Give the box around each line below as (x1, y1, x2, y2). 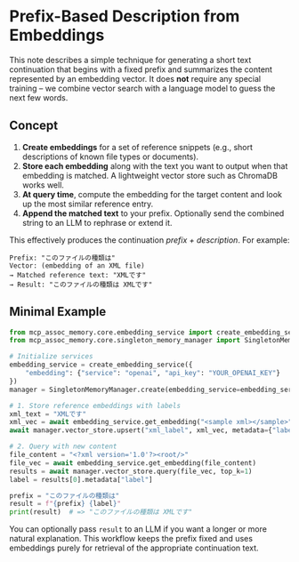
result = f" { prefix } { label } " (9, 500, 122, 509)
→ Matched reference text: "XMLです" (9, 270, 147, 279)
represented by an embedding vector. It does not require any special (9, 73, 261, 84)
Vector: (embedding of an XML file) (9, 261, 145, 270)
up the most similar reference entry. (21, 198, 154, 209)
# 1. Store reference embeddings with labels (9, 401, 181, 410)
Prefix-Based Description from (9, 6, 240, 27)
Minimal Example (9, 304, 107, 319)
